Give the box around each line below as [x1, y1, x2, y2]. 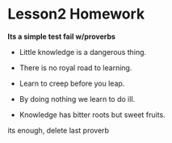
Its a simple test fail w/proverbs [7, 32, 116, 41]
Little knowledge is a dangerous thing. [19, 47, 147, 57]
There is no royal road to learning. [19, 62, 132, 73]
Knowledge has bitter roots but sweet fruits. [19, 110, 166, 120]
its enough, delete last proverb [7, 125, 110, 135]
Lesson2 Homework [7, 5, 145, 23]
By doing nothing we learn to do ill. [19, 94, 136, 103]
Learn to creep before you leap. [19, 78, 125, 88]
